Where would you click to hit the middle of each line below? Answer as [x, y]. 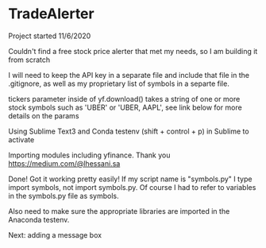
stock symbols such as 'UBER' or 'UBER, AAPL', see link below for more [125, 107]
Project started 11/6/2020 [50, 36]
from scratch [29, 60]
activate [21, 139]
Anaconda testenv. [39, 219]
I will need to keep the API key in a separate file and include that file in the [129, 75]
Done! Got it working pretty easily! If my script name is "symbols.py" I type [130, 179]
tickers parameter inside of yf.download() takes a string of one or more [124, 99]
